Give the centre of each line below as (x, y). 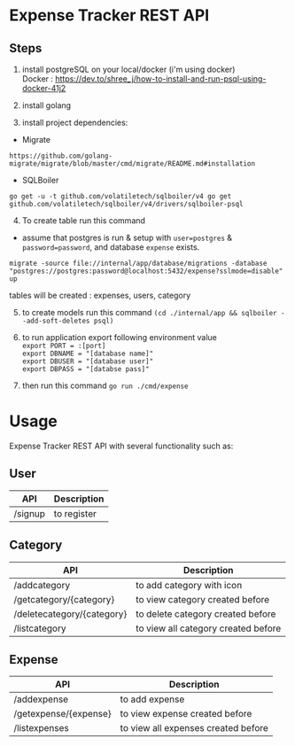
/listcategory (40, 628)
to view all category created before (209, 628)
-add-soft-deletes (56, 321)
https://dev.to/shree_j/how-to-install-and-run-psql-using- (161, 79)
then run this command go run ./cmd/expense (105, 385)
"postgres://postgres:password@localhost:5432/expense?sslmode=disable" (146, 271)
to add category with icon (189, 585)
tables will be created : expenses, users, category (100, 295)
